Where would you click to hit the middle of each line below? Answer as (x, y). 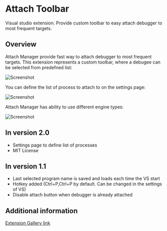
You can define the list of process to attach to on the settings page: (75, 87)
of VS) (19, 189)
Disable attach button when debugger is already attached (73, 195)
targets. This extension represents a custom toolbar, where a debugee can (83, 62)
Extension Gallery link (28, 223)
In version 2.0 (27, 133)
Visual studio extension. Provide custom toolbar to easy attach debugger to (84, 23)
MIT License (26, 150)
